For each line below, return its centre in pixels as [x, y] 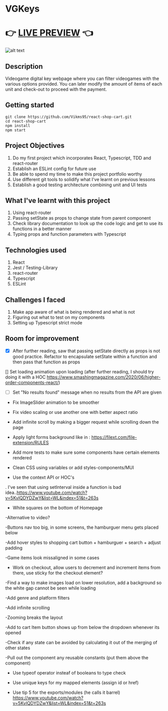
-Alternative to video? [28, 517]
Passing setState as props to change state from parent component [82, 218]
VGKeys [22, 9]
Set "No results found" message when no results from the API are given [87, 392]
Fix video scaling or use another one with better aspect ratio [75, 412]
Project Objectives [35, 145]
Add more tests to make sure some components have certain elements [86, 452]
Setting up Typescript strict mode [47, 323]
